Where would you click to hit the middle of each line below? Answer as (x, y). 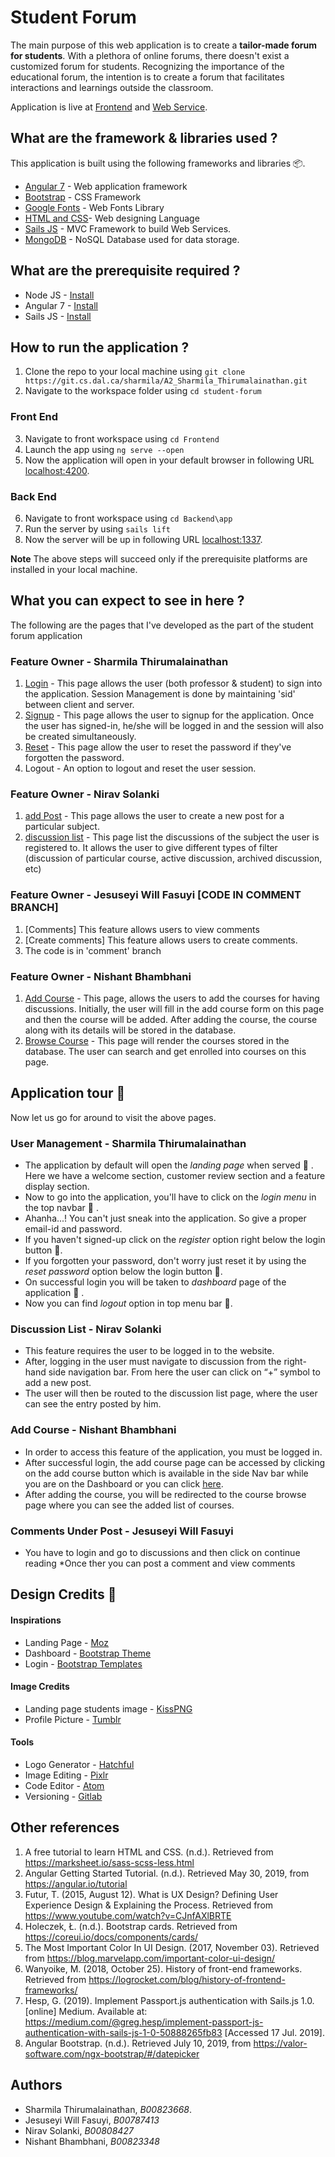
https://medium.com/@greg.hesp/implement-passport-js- (144, 2022)
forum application (46, 635)
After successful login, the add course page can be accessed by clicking (175, 1462)
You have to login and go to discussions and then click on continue (162, 1552)
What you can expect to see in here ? (127, 601)
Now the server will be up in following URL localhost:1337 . (143, 539)
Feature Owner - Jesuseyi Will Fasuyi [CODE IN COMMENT (156, 895)
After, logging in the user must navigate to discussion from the (153, 1362)
